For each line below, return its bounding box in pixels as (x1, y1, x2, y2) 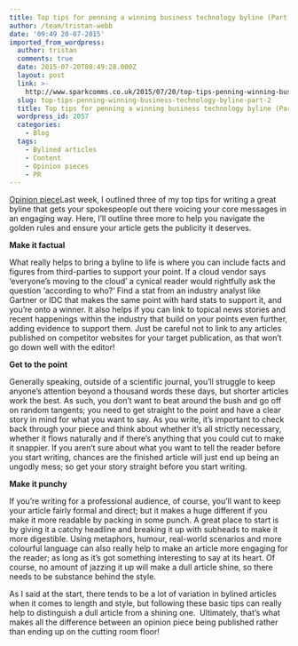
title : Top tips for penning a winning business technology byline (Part (9, 12, 288, 22)
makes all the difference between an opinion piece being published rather (9, 617, 278, 627)
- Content (25, 153, 62, 163)
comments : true (17, 54, 74, 63)
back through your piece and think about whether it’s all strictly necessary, (9, 424, 282, 435)
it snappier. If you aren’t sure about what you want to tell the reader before (9, 443, 281, 453)
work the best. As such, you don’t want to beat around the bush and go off (9, 395, 282, 406)
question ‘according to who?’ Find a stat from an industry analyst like (9, 285, 262, 296)
